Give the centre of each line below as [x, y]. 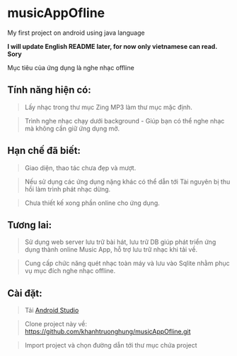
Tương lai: [29, 225]
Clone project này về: [56, 324]
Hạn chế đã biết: [44, 151]
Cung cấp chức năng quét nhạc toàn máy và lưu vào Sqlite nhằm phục [127, 263]
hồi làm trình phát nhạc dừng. [68, 189]
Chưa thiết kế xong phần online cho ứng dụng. [92, 203]
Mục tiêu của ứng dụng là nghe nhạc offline [71, 67]
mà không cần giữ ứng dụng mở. [72, 128]
